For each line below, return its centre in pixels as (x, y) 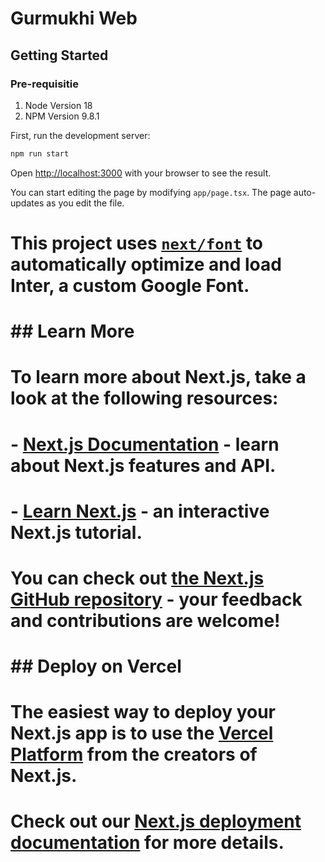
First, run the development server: (80, 135)
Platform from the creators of (134, 754)
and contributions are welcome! (145, 620)
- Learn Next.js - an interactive (140, 511)
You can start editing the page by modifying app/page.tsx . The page (151, 192)
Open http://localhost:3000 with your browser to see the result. (141, 173)
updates (27, 203)
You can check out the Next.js (137, 578)
